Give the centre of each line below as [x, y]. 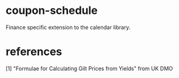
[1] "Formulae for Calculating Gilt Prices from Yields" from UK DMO [89, 68]
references [34, 52]
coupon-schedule [52, 11]
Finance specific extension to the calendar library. [68, 27]
